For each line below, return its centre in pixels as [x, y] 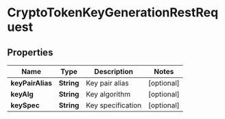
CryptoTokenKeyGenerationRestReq [113, 13]
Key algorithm [108, 94]
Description [114, 71]
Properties [30, 52]
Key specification [114, 105]
